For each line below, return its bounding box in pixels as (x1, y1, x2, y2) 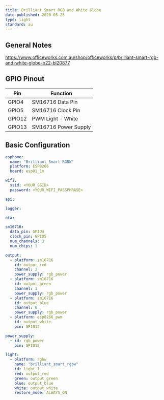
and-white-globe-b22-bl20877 (5, 60, 70, 66)
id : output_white (14, 320, 51, 325)
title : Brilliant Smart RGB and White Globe (5, 7, 101, 13)
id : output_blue (14, 300, 49, 305)
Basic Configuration (5, 141, 70, 150)
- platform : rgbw (10, 357, 47, 362)
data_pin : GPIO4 (10, 229, 44, 235)
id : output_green (14, 281, 51, 287)
